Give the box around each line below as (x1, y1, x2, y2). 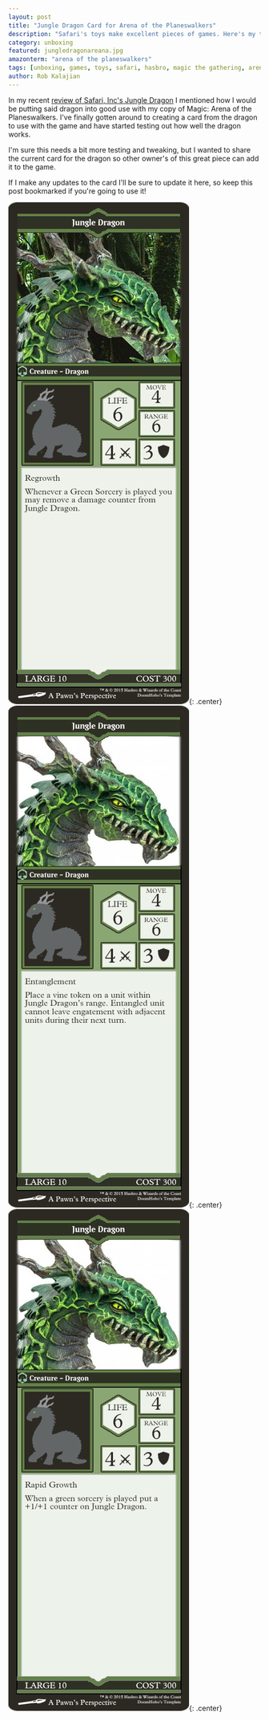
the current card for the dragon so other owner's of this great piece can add (8, 153, 259, 163)
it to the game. (8, 161, 56, 172)
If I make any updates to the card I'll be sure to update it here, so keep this (8, 177, 254, 187)
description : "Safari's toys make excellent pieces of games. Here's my (8, 30, 256, 38)
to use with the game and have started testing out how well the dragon (8, 120, 242, 130)
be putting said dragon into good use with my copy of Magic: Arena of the (8, 104, 252, 113)
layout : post (8, 13, 52, 21)
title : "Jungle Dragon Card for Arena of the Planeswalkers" (8, 21, 217, 30)
